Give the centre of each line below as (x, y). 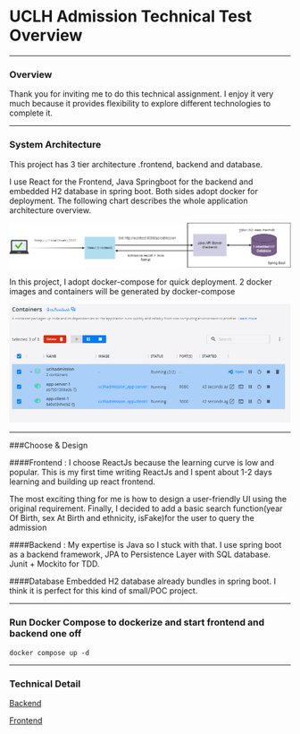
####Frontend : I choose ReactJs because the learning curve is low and (142, 462)
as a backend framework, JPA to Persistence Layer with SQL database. (140, 554)
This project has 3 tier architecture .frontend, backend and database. (136, 164)
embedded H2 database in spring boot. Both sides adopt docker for (134, 191)
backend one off (46, 633)
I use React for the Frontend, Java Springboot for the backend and (131, 182)
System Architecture (55, 145)
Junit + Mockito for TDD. (54, 563)
